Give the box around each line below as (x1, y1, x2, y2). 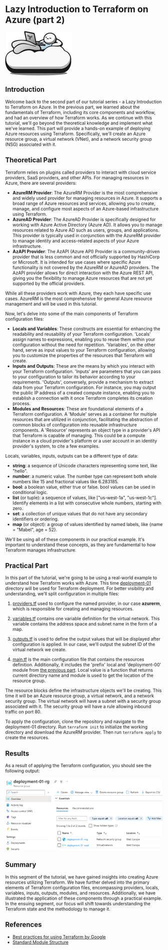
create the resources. (5, 734, 49, 741)
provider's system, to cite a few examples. (12, 443, 100, 449)
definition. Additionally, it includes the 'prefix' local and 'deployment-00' (12, 662, 161, 668)
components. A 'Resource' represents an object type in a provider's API (12, 427, 160, 433)
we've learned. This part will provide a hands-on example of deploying (5, 125, 151, 131)
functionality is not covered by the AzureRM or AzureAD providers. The (12, 264, 159, 270)
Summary (5, 861, 36, 869)
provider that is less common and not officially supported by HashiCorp (12, 254, 160, 260)
